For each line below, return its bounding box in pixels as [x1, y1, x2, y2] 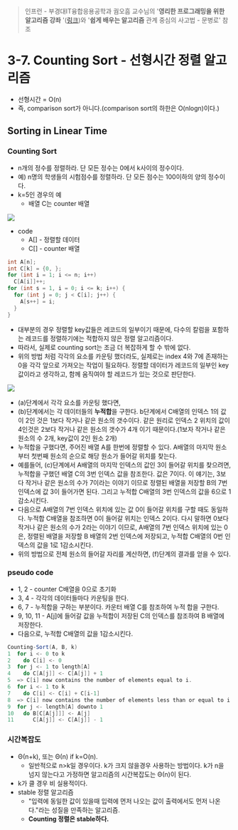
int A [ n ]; [7, 258, 37, 266]
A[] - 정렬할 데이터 [28, 235, 80, 244]
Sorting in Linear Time [7, 125, 108, 138]
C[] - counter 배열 [28, 244, 80, 252]
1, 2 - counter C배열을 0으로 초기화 [17, 584, 117, 593]
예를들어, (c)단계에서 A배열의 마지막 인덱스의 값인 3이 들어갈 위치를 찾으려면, [17, 460, 232, 469]
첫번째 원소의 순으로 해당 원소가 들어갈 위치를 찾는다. [31, 452, 178, 460]
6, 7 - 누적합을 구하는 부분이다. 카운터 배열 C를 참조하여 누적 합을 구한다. [17, 602, 220, 611]
